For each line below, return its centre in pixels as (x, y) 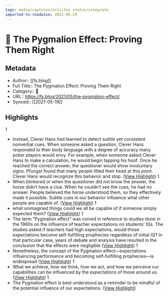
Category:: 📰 (26, 91)
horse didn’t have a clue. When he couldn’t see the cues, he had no (82, 187)
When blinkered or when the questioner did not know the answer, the (84, 182)
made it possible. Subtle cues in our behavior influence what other (81, 198)
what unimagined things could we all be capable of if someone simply (85, 208)
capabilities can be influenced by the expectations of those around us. (85, 272)
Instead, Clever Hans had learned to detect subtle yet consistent (79, 139)
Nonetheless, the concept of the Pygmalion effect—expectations (79, 251)
